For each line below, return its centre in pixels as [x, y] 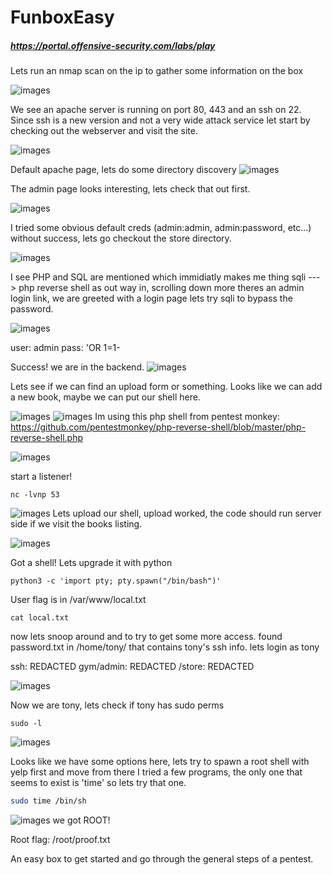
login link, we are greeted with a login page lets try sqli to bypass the [151, 298]
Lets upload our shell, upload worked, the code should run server [187, 513]
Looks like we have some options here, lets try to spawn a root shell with [160, 762]
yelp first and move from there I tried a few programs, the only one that [156, 772]
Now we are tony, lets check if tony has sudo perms [117, 705]
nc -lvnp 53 [35, 495]
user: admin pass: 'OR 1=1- [65, 348]
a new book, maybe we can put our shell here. [105, 397]
